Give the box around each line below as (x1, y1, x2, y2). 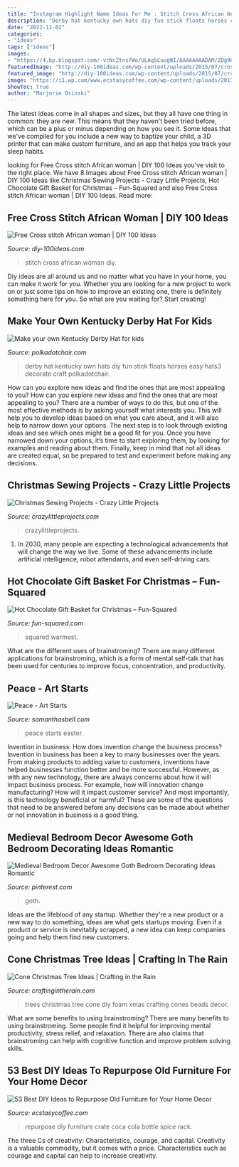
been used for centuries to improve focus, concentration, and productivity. (7, 662, 226, 670)
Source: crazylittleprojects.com (7, 512, 100, 520)
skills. (7, 1044, 24, 1052)
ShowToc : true (7, 83, 50, 90)
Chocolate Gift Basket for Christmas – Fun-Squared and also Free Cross (7, 184, 218, 192)
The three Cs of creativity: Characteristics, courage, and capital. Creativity (7, 1136, 225, 1144)
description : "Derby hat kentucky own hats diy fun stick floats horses (7, 17, 228, 24)
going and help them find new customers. (7, 933, 129, 941)
